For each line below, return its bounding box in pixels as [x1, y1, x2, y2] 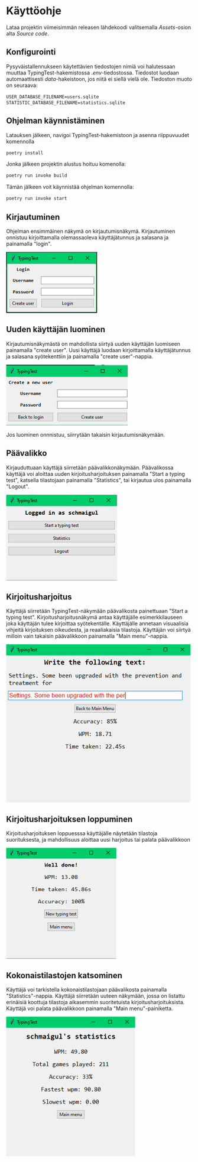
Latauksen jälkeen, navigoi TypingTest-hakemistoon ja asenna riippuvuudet [6, 131, 189, 138]
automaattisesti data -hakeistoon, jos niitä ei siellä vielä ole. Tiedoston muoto [6, 75, 192, 82]
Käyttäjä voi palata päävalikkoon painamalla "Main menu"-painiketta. [6, 1005, 173, 1012]
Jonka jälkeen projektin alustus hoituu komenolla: [6, 161, 126, 168]
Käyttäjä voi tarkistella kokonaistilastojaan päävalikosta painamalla [6, 986, 167, 994]
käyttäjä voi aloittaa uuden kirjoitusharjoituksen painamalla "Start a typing [6, 470, 185, 477]
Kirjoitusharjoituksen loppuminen [6, 814, 133, 824]
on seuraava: [6, 82, 38, 89]
